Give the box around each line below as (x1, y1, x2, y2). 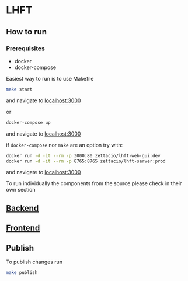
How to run (6, 27, 47, 37)
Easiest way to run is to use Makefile (6, 75, 95, 82)
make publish (6, 269, 38, 275)
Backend (6, 203, 39, 213)
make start (6, 86, 33, 92)
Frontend (6, 223, 40, 233)
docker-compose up (6, 119, 51, 126)
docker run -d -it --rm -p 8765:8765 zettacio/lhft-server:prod (6, 158, 166, 164)
